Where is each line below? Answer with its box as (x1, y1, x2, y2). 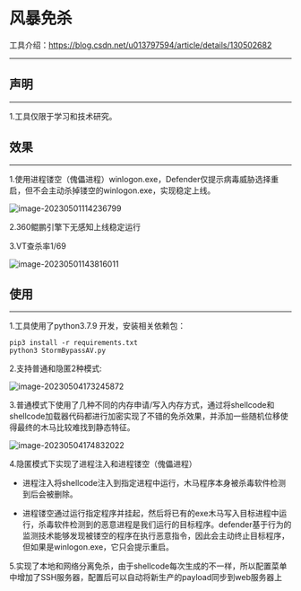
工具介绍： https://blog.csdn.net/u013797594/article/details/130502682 (9, 40, 272, 50)
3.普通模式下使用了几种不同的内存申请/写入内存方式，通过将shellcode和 (9, 400, 275, 410)
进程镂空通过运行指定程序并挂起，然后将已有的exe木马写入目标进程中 (21, 508, 279, 519)
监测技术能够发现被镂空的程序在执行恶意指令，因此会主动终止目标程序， (21, 531, 289, 542)
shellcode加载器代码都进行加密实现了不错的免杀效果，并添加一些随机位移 (9, 410, 280, 422)
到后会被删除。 (21, 489, 78, 499)
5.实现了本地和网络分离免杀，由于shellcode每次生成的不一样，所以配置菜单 (9, 560, 288, 571)
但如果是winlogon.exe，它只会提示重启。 (21, 542, 175, 552)
